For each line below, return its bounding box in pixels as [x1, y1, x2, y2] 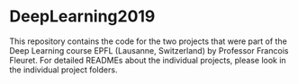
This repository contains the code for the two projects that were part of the [9, 36, 288, 46]
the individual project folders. [9, 64, 118, 75]
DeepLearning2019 [9, 6, 156, 27]
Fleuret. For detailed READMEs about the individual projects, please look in [9, 55, 286, 65]
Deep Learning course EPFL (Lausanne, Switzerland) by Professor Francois [9, 45, 289, 55]
